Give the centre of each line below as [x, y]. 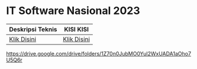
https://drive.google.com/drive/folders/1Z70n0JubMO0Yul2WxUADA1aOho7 [98, 53]
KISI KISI [76, 29]
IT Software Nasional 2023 [73, 11]
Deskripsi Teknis [33, 29]
